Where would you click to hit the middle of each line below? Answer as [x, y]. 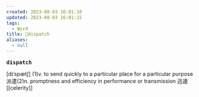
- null [20, 46]
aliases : [17, 40]
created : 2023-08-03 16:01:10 [44, 12]
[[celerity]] [20, 87]
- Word [20, 29]
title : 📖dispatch [28, 34]
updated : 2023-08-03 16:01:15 [44, 17]
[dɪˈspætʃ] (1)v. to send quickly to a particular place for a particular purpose [100, 74]
